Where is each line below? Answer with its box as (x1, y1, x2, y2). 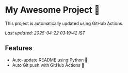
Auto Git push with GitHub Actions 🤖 (12, 62, 85, 68)
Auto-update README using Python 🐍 (12, 57, 88, 63)
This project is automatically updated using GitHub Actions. (5, 20, 124, 26)
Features (5, 44, 32, 53)
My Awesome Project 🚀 (5, 4, 100, 16)
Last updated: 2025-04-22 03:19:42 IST (5, 30, 86, 36)
